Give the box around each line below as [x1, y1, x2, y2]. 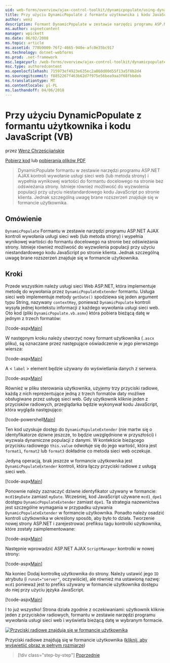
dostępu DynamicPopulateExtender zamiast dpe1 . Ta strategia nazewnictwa [5, 499, 159, 505]
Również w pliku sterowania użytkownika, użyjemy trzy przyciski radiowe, [5, 385, 159, 391]
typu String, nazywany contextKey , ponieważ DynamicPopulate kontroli [5, 299, 151, 305]
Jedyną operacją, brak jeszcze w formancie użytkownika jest [5, 458, 133, 464]
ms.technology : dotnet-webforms [5, 50, 73, 55]
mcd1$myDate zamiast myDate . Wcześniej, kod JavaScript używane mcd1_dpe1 [5, 494, 162, 500]
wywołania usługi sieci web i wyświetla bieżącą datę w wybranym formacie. [5, 617, 163, 623]
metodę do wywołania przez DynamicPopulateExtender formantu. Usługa [5, 289, 155, 295]
